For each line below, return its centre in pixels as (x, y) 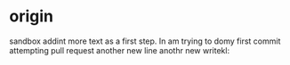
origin (31, 16)
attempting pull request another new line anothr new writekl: (119, 50)
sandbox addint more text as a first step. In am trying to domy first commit (145, 41)
